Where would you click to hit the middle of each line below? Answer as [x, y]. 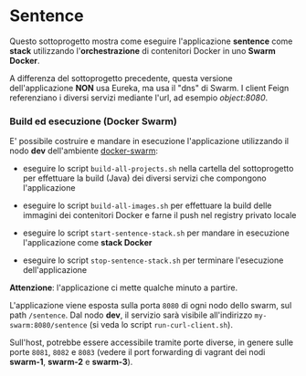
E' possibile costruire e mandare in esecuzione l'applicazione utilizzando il [149, 141]
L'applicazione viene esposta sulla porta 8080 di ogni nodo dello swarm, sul [151, 306]
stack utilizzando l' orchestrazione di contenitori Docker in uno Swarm [142, 50]
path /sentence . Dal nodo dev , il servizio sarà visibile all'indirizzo [131, 315]
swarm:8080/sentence [49, 326]
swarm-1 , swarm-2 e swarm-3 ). [71, 362]
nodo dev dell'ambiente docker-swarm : [84, 151]
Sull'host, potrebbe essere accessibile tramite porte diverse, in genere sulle [152, 342]
